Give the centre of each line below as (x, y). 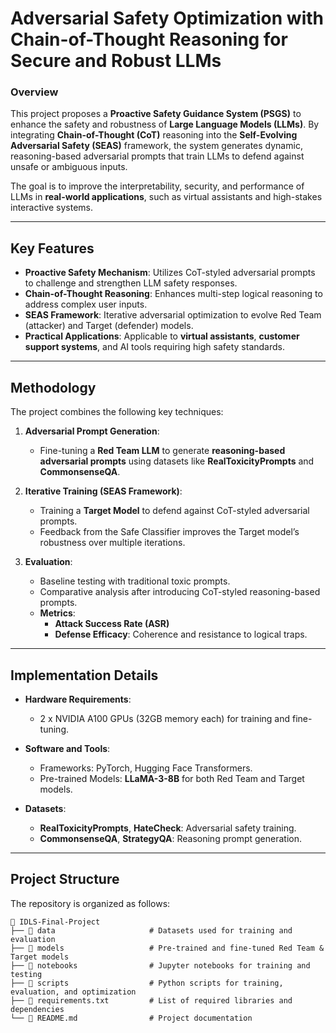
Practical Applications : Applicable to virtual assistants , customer (162, 336)
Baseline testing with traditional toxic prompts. (135, 581)
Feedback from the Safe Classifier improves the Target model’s (169, 532)
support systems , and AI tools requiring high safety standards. (154, 347)
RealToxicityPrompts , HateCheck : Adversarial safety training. (168, 828)
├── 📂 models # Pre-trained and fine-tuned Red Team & (167, 948)
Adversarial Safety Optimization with (167, 18)
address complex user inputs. (86, 304)
